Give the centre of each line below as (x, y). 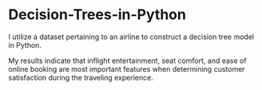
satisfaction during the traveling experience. (81, 77)
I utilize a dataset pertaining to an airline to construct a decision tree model (131, 37)
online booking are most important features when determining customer (127, 68)
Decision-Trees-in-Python (97, 15)
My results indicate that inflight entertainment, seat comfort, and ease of (127, 61)
